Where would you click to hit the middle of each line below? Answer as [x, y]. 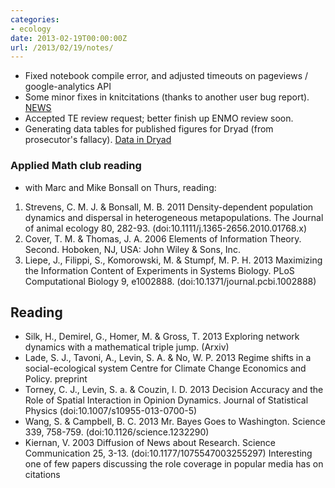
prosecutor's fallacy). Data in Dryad [98, 140]
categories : [35, 19]
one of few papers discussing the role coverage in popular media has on [174, 464]
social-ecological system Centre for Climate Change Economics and [165, 368]
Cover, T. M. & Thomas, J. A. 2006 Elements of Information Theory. [163, 238]
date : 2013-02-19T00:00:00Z [69, 38]
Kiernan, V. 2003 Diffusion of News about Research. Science [150, 443]
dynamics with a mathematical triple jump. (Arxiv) [127, 347]
